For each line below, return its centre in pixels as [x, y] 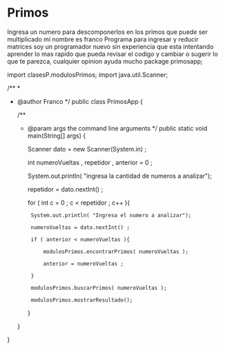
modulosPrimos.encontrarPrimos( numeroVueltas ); [116, 251]
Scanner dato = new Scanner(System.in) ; [87, 149]
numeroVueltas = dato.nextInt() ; [80, 227]
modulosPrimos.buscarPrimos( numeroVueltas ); [99, 288]
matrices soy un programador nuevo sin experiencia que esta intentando [110, 46]
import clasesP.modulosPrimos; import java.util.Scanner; [88, 75]
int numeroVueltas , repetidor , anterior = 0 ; [90, 162]
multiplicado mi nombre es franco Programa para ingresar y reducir [103, 39]
